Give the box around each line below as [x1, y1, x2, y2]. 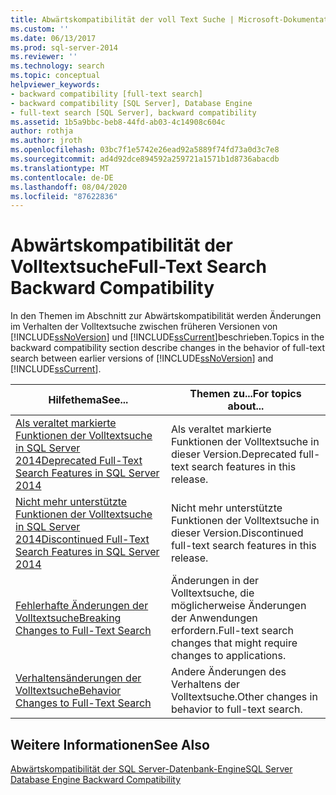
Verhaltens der [170, 677, 241, 691]
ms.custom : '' [10, 24, 70, 34]
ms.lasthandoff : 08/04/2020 [10, 182, 128, 192]
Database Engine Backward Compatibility [10, 774, 182, 785]
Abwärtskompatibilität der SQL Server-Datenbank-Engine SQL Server [10, 763, 293, 775]
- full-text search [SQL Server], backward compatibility [10, 107, 257, 118]
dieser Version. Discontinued [170, 526, 304, 540]
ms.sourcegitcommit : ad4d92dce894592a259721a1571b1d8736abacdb [10, 154, 280, 164]
